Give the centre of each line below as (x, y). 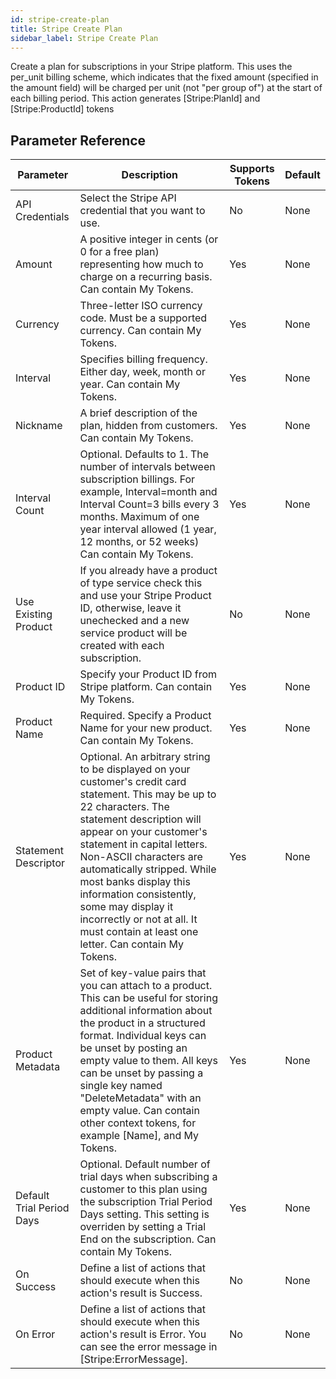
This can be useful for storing (148, 998)
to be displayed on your (135, 769)
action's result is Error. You (143, 1334)
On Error (35, 1334)
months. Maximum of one (139, 517)
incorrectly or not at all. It (138, 919)
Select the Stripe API (128, 198)
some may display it (126, 907)
